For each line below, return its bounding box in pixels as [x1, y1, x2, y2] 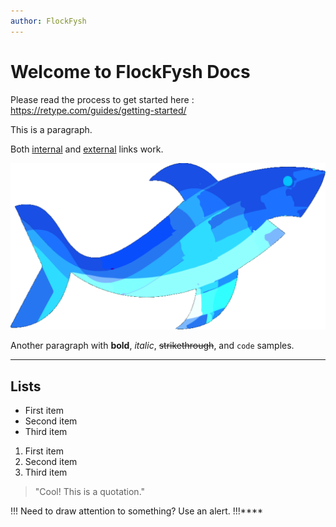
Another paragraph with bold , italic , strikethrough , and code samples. [10, 340, 295, 352]
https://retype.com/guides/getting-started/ [10, 104, 187, 116]
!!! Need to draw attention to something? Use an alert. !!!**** [10, 505, 263, 517]
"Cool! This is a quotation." [34, 486, 146, 498]
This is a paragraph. [10, 123, 93, 135]
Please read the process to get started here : [10, 93, 195, 105]
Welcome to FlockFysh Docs [10, 60, 251, 83]
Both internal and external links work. [10, 143, 164, 155]
